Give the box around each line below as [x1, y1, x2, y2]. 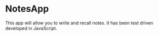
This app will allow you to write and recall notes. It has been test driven [5, 20, 153, 26]
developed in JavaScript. [5, 25, 57, 31]
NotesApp [5, 3, 49, 15]
